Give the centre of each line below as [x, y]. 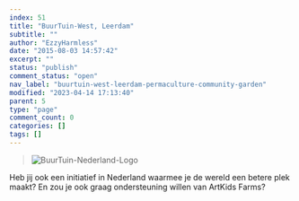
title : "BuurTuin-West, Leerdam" [72, 26]
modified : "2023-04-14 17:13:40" [72, 92]
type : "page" [34, 109]
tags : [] [26, 135]
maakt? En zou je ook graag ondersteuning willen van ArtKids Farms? [138, 187]
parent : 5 [28, 101]
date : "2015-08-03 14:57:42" [64, 51]
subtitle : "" [34, 34]
